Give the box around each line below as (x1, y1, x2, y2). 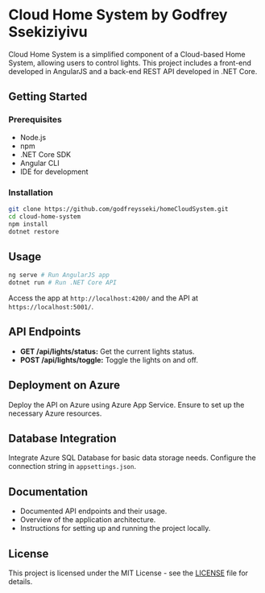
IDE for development (19, 167, 89, 176)
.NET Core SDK (19, 149, 72, 159)
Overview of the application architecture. (19, 515, 156, 525)
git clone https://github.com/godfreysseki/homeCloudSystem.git (8, 205, 229, 213)
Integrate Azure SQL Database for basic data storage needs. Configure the (8, 453, 256, 462)
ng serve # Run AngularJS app (8, 272, 110, 280)
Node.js (19, 132, 47, 142)
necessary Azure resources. (8, 408, 102, 418)
